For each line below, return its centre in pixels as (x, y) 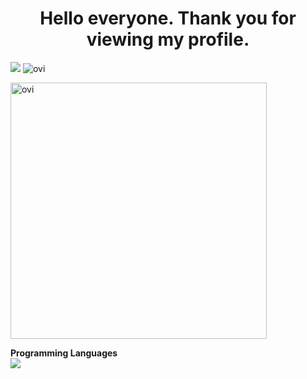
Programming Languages (64, 353)
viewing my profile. (168, 39)
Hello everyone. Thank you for (168, 18)
